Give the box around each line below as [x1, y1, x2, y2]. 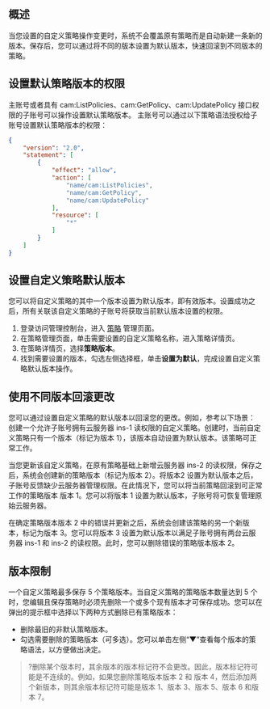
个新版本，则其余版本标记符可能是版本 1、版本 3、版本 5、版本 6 [27, 682, 243, 692]
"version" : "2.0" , [23, 144, 85, 152]
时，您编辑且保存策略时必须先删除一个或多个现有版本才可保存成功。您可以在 [8, 597, 263, 607]
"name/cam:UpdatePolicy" [65, 196, 150, 205]
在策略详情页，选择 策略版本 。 [19, 344, 119, 353]
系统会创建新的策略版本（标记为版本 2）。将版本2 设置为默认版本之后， [22, 471, 258, 480]
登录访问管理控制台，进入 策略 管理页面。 [19, 323, 159, 333]
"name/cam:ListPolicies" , [65, 181, 153, 189]
